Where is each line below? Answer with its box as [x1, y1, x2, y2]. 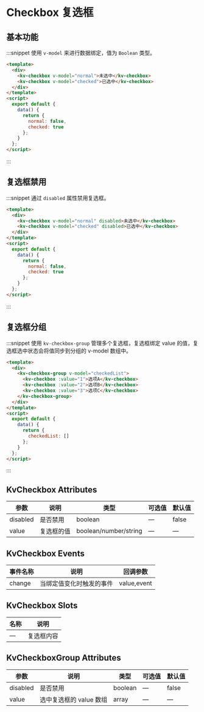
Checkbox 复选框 [6, 6, 94, 20]
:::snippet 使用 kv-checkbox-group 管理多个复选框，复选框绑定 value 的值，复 [6, 339, 199, 347]
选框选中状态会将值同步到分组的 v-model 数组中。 [6, 347, 132, 354]
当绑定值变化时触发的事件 [40, 579, 114, 587]
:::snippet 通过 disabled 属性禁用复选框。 [6, 194, 110, 202]
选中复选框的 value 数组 [39, 695, 108, 703]
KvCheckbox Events [6, 548, 85, 559]
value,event [119, 579, 152, 587]
